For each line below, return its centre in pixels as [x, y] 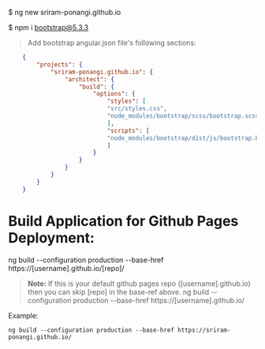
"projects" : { [60, 64]
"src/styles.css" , [137, 109]
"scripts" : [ [128, 130]
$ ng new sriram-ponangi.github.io [65, 12]
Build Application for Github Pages [123, 221]
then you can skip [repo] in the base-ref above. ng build [118, 291]
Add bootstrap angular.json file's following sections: [112, 43]
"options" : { [114, 94]
